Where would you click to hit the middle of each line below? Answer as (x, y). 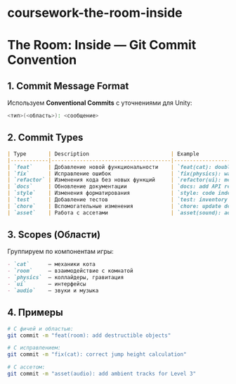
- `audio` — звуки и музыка (53, 290)
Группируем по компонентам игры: (60, 252)
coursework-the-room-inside (95, 13)
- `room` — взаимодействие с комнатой (70, 271)
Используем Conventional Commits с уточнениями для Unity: (100, 103)
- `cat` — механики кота (52, 264)
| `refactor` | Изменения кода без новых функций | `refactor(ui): (114, 180)
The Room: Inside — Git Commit (102, 45)
